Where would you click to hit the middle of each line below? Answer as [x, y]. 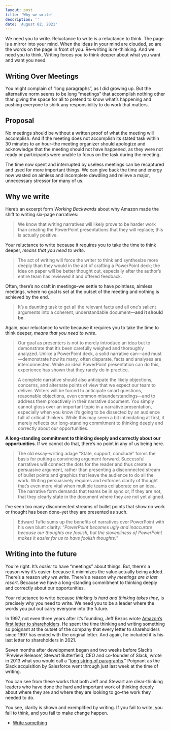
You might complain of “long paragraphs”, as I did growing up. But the [78, 89]
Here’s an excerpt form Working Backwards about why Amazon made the [82, 209]
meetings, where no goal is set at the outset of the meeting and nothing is [82, 291]
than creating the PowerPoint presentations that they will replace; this [90, 229]
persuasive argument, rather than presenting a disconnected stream [89, 470]
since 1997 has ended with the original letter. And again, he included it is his [84, 634]
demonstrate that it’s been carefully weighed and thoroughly [81, 348]
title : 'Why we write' [29, 15]
